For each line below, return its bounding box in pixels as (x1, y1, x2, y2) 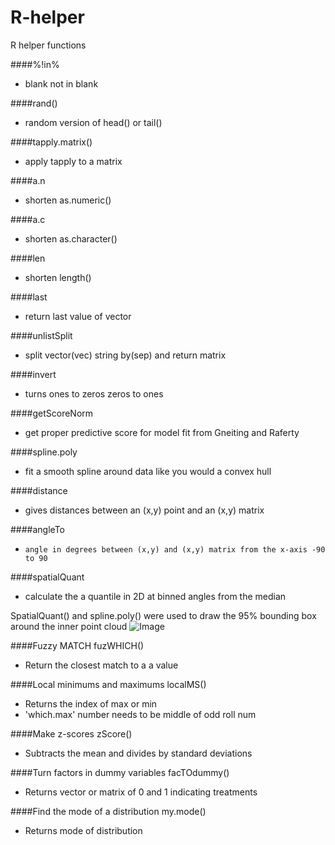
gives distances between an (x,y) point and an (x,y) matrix (24, 504, 265, 516)
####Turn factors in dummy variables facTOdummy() (10, 766, 230, 778)
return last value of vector (24, 310, 132, 322)
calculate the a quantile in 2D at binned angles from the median (24, 590, 287, 602)
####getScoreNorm (10, 407, 94, 419)
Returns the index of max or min (24, 697, 158, 710)
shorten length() (24, 271, 92, 283)
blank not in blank (24, 77, 99, 90)
